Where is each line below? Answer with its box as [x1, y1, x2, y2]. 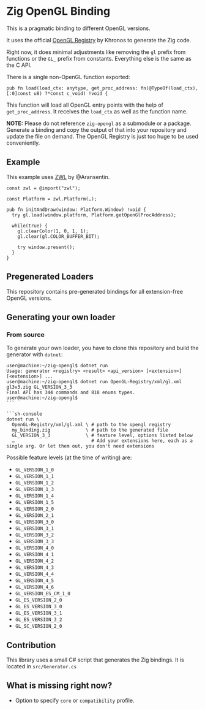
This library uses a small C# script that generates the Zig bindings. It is [6, 656, 185, 663]
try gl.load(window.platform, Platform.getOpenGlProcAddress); [12, 212, 176, 218]
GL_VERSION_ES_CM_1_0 [15, 590, 70, 597]
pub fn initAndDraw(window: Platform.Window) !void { [6, 207, 147, 213]
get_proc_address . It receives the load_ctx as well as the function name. [6, 107, 188, 115]
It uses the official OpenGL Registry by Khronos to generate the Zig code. [6, 36, 192, 44]
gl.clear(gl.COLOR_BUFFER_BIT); [17, 233, 100, 240]
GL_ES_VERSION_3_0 [15, 604, 62, 610]
